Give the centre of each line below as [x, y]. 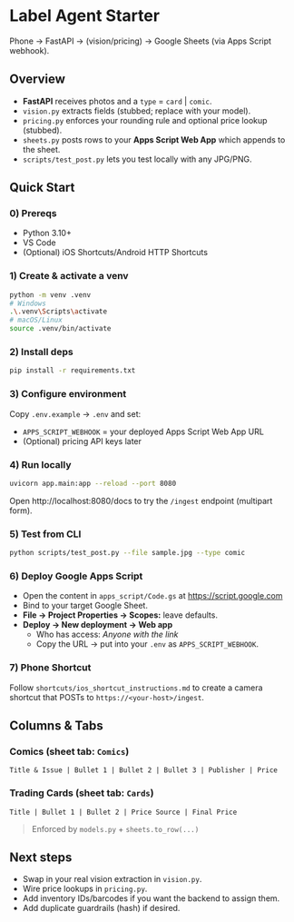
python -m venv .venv [50, 295]
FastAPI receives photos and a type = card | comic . [117, 101]
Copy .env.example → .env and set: [75, 413]
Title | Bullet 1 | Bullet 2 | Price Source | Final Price [123, 812]
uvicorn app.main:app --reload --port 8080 [93, 483]
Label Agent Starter [85, 16]
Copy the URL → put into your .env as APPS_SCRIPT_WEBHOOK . [147, 644]
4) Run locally [40, 464]
